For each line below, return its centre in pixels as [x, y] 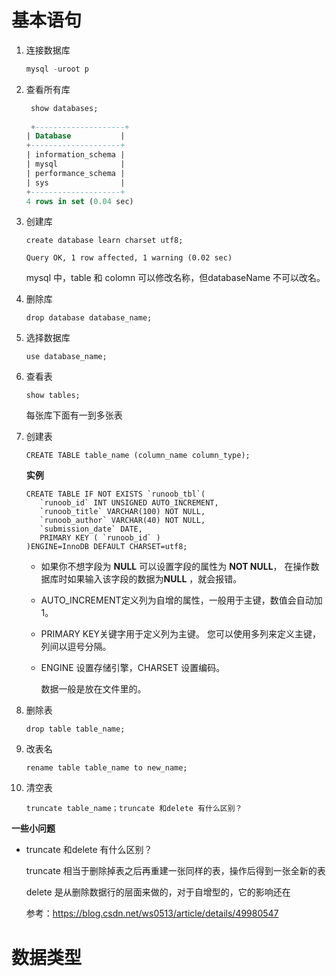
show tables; [53, 396]
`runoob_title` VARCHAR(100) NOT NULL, [122, 512]
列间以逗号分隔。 [76, 647]
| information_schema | [75, 155]
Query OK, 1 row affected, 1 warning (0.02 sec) [129, 258]
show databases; [64, 108]
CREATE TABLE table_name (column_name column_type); [138, 456]
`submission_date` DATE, [91, 529]
